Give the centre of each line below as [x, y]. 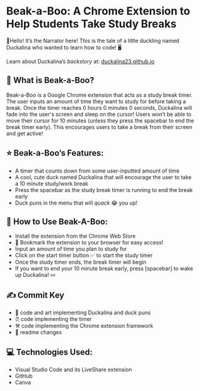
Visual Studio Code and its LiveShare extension [73, 370]
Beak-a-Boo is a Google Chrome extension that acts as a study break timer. [99, 95]
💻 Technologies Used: [50, 352]
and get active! [25, 133]
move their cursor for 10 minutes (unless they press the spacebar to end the [100, 120]
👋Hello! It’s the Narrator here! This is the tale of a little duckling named [93, 40]
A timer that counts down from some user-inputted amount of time [97, 171]
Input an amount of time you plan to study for [71, 249]
